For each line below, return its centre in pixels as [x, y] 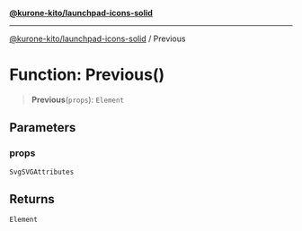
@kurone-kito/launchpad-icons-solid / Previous [98, 38]
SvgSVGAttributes [42, 172]
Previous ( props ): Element [77, 99]
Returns [32, 199]
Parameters [43, 128]
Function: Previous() [87, 75]
